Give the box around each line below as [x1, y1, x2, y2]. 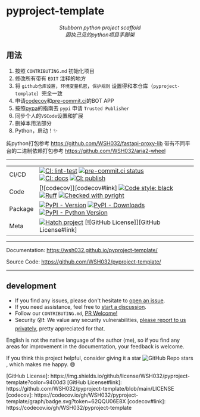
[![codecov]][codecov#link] [39, 183, 118, 192]
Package [9, 204, 34, 213]
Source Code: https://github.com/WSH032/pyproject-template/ [6, 258, 162, 265]
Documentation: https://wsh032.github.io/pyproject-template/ [6, 246, 158, 253]
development [6, 281, 57, 291]
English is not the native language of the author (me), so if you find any [6, 336, 180, 344]
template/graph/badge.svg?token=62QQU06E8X [6, 397, 126, 404]
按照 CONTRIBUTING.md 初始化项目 [14, 67, 95, 74]
